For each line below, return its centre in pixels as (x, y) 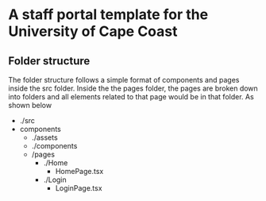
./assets (44, 137)
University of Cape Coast (93, 31)
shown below (30, 105)
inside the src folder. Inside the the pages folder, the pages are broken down (133, 88)
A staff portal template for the (108, 15)
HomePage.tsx (79, 171)
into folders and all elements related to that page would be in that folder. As (131, 97)
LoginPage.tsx (79, 188)
